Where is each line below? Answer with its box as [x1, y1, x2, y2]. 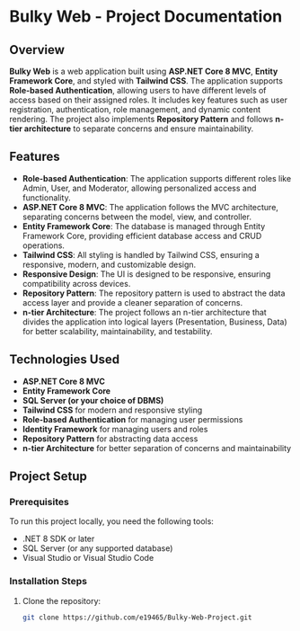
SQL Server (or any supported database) [22, 543, 173, 554]
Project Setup [9, 469, 88, 484]
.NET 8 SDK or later [22, 533, 95, 545]
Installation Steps [9, 575, 88, 588]
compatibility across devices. [22, 278, 131, 289]
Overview [9, 42, 66, 58]
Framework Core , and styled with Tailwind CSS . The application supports [9, 76, 283, 86]
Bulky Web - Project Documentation [9, 6, 283, 27]
